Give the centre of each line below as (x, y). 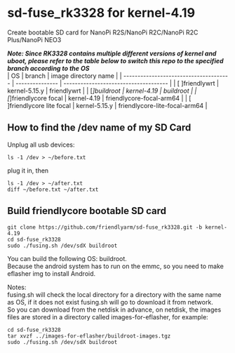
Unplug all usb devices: (41, 145)
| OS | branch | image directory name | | (65, 76)
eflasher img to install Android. (52, 273)
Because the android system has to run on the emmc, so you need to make (116, 266)
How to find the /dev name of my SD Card (99, 128)
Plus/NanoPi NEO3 (34, 39)
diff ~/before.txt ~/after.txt (53, 189)
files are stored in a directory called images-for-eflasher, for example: (108, 317)
